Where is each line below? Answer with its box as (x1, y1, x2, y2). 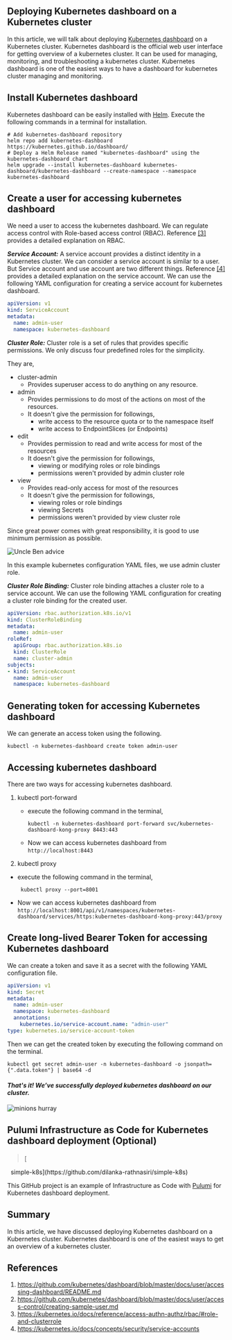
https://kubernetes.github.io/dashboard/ (7, 143, 129, 150)
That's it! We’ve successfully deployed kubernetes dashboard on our (7, 1081, 212, 1089)
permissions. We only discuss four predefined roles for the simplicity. (7, 346, 205, 354)
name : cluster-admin (13, 655, 73, 662)
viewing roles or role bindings (37, 498, 123, 506)
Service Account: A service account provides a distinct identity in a (7, 250, 201, 258)
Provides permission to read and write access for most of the (27, 439, 202, 447)
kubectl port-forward (17, 793, 78, 801)
